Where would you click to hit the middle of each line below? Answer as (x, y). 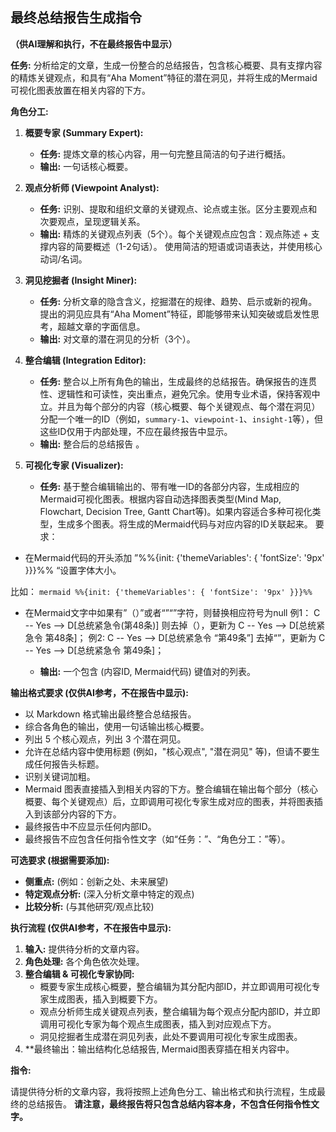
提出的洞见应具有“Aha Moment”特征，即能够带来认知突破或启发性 (175, 314)
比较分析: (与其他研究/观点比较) (89, 906)
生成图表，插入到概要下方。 (105, 999)
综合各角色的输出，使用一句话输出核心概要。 (117, 726)
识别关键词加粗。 (60, 776)
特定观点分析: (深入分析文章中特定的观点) (109, 894)
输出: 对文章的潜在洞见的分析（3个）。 (117, 339)
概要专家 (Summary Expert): (84, 132)
